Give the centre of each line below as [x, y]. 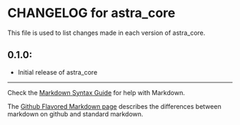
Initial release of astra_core [57, 72]
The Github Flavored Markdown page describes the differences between [114, 106]
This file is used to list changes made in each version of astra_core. [106, 33]
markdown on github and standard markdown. [75, 114]
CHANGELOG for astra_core [91, 13]
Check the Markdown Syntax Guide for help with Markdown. [96, 92]
